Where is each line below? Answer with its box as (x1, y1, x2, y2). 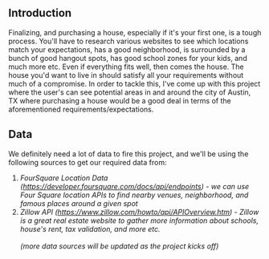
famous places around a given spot (19, 198, 138, 208)
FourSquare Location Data (19, 172, 108, 183)
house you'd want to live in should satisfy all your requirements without (8, 70, 244, 79)
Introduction (8, 6, 72, 20)
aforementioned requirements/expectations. (8, 104, 154, 114)
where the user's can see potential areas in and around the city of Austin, (8, 87, 251, 97)
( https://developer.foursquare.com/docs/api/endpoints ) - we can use (19, 181, 250, 191)
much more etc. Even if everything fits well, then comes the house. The (8, 62, 245, 71)
